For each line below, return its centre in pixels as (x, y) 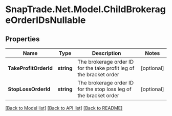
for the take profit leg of (106, 68)
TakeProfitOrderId (30, 68)
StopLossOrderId (29, 89)
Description (106, 53)
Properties (23, 39)
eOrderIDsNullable (46, 20)
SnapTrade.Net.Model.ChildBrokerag (86, 9)
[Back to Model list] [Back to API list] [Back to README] (64, 108)
